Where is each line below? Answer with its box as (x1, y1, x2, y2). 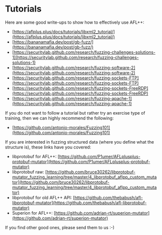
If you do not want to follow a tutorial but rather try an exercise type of (5, 110, 146, 116)
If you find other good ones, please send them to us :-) (5, 224, 115, 230)
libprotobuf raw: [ (12, 169, 47, 175)
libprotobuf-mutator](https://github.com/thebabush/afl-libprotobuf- (12, 200, 147, 206)
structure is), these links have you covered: (5, 144, 91, 150)
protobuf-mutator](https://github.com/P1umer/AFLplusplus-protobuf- (12, 159, 150, 164)
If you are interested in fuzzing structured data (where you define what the (5, 139, 154, 145)
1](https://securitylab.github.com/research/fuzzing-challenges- (12, 54, 139, 60)
